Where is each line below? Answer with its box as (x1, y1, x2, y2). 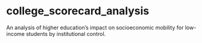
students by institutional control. (26, 30, 106, 37)
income (6, 30, 25, 37)
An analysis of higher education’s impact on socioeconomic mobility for (6, 24, 184, 31)
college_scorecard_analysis (6, 4, 150, 18)
